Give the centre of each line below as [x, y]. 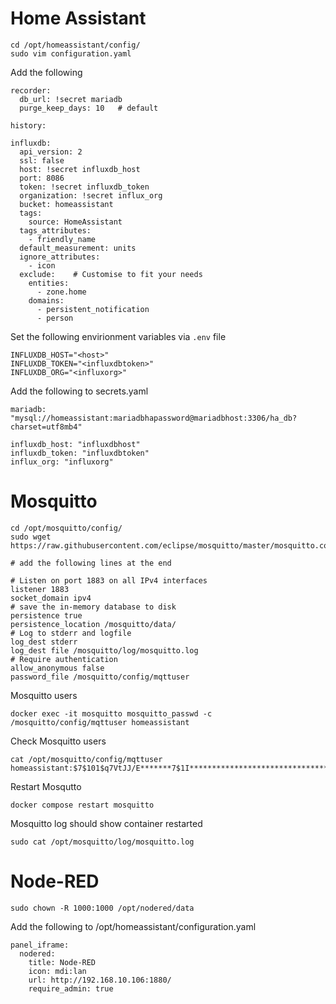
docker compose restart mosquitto [82, 805]
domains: [46, 300]
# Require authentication [64, 659]
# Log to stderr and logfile [71, 633]
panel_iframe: [40, 945]
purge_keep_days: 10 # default [89, 108]
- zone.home [61, 292]
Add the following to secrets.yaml [79, 391]
